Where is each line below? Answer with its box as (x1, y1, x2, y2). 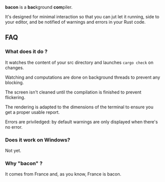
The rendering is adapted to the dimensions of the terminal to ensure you (5, 104, 154, 110)
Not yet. (5, 147, 21, 153)
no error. (5, 124, 23, 130)
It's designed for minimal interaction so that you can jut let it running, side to (5, 14, 160, 19)
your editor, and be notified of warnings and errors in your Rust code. (5, 19, 146, 25)
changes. (5, 64, 24, 71)
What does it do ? (5, 48, 48, 55)
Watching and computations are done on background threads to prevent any (5, 74, 161, 80)
